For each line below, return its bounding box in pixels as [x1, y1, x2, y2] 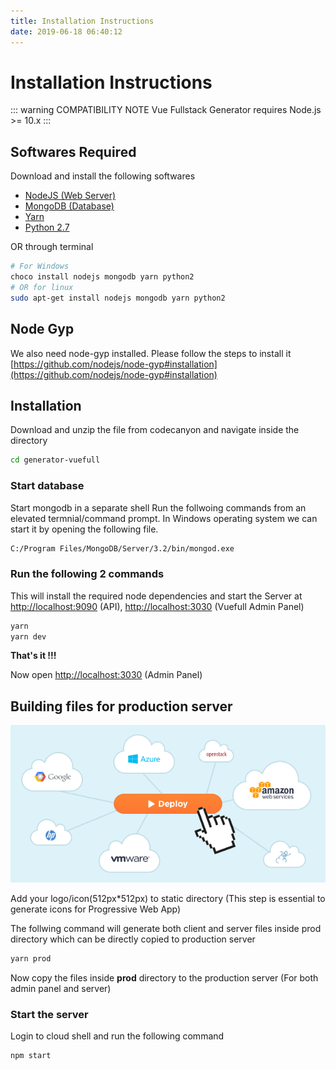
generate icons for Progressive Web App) [10, 903, 182, 915]
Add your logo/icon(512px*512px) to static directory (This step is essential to [10, 893, 326, 905]
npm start [10, 1051, 52, 1061]
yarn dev [10, 631, 47, 642]
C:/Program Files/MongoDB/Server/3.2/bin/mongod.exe [10, 543, 235, 554]
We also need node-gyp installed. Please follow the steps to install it [10, 347, 292, 359]
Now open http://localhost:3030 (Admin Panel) [10, 669, 203, 681]
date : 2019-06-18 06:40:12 [10, 26, 123, 37]
